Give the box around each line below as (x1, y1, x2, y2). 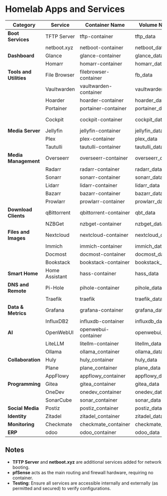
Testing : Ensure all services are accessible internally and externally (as (12, 480, 158, 486)
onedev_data (135, 388, 165, 395)
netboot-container (80, 44, 124, 51)
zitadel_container (80, 413, 120, 420)
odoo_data (135, 428, 160, 435)
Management (7, 157, 40, 164)
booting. (12, 464, 30, 470)
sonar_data (135, 396, 161, 403)
